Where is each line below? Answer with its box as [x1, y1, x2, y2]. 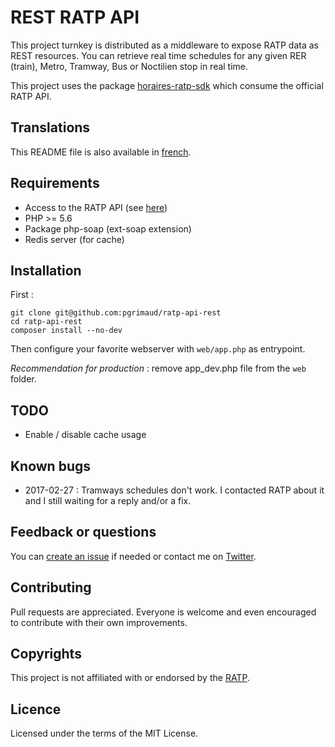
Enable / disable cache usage [24, 429, 147, 441]
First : [10, 289, 34, 301]
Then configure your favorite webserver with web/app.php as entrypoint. [10, 343, 306, 355]
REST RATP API [10, 6, 140, 29]
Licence [10, 701, 62, 718]
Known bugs [10, 457, 92, 475]
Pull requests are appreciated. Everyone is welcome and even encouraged [10, 606, 317, 618]
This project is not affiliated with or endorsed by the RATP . [10, 672, 250, 684]
